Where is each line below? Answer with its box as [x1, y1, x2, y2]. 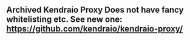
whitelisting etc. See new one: [6, 15, 123, 25]
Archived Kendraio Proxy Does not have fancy [6, 5, 184, 15]
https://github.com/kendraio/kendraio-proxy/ [6, 24, 183, 34]
